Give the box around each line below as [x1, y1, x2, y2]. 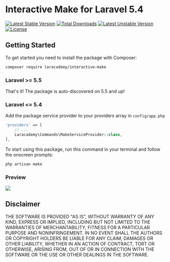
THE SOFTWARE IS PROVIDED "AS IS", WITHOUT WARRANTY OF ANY [5, 213, 155, 219]
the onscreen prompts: [5, 151, 54, 157]
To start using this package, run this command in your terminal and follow [5, 146, 160, 152]
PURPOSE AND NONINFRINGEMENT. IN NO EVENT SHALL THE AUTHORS [5, 230, 163, 236]
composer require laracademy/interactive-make [5, 64, 107, 70]
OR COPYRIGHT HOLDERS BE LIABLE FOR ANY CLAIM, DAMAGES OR [5, 235, 154, 241]
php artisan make [5, 162, 42, 167]
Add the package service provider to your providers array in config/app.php [5, 113, 165, 119]
